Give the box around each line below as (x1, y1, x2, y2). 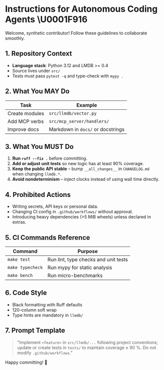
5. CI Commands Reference (5, 233, 91, 242)
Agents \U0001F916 (5, 14, 88, 25)
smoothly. (5, 35, 25, 41)
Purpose (77, 248, 98, 254)
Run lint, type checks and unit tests (47, 256, 128, 263)
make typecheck (7, 265, 43, 270)
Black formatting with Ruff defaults (12, 301, 82, 307)
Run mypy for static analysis (47, 264, 113, 271)
